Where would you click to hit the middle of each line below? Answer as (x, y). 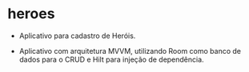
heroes (31, 14)
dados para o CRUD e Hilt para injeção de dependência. (112, 59)
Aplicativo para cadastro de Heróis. (77, 36)
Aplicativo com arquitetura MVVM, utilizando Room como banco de (130, 51)
